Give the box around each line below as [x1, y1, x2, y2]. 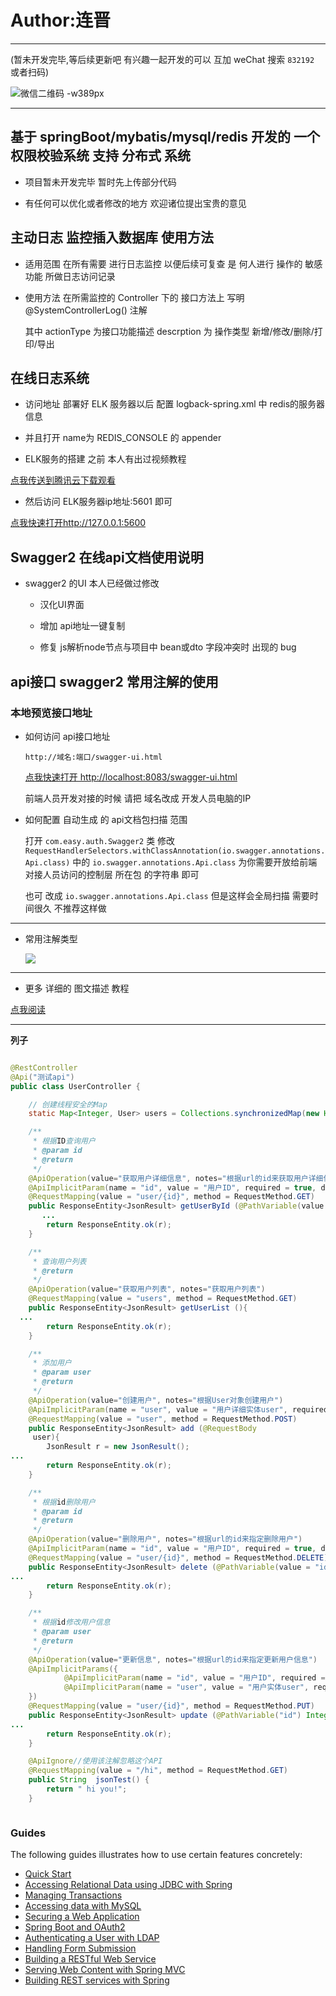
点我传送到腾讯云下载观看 [10, 474, 116, 486]
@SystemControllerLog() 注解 [24, 304, 148, 316]
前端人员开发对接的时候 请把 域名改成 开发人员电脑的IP [24, 792, 252, 804]
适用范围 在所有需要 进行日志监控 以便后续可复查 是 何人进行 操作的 [24, 257, 303, 270]
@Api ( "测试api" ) [10, 1072, 75, 1082]
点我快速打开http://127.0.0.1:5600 [10, 517, 147, 529]
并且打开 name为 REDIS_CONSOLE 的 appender [24, 432, 222, 444]
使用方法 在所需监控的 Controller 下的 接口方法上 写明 [24, 291, 245, 303]
